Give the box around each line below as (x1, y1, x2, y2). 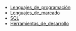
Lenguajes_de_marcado (10, 10, 60, 16)
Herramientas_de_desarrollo (10, 20, 69, 26)
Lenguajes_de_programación (10, 5, 71, 10)
